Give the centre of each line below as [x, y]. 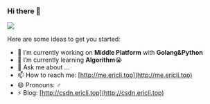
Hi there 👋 [24, 11]
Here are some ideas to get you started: [64, 39]
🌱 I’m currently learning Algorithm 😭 [70, 60]
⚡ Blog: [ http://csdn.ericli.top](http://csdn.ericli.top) [90, 93]
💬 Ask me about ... [43, 67]
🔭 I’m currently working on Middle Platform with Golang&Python [110, 53]
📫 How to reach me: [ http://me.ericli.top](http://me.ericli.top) [105, 75]
